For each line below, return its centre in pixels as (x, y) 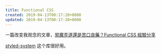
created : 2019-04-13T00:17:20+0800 (43, 15)
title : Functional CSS (29, 10)
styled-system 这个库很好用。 (37, 46)
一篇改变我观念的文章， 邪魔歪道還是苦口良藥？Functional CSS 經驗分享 (80, 35)
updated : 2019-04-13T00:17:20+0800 (43, 20)
